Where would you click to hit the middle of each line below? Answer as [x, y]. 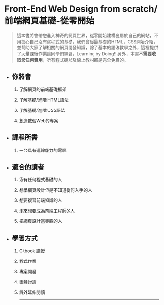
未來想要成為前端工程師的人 [47, 211]
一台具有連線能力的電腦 [43, 150]
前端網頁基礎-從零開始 [50, 21]
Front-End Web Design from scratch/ [81, 9]
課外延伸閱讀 [32, 292]
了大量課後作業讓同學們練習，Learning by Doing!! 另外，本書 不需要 [84, 54]
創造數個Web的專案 [39, 120]
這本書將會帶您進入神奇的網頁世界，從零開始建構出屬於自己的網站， [85, 35]
